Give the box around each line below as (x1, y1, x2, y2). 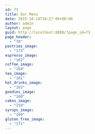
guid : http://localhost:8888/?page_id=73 (5, 30, 91, 35)
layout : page (5, 26, 32, 30)
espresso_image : (5, 53, 38, 58)
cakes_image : (5, 99, 32, 104)
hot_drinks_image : (5, 80, 42, 85)
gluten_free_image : (5, 116, 45, 122)
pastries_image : (5, 44, 38, 49)
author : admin (5, 21, 34, 26)
